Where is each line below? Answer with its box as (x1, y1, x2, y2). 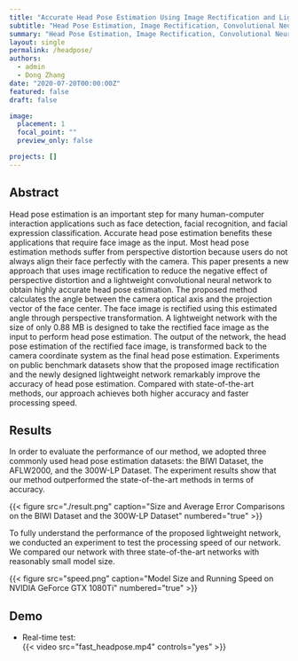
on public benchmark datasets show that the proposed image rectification (9, 359, 279, 370)
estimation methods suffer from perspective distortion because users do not (9, 246, 288, 257)
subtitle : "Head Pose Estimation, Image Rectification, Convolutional (9, 21, 276, 30)
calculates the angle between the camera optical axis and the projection (9, 294, 272, 304)
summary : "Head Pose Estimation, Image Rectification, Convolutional (9, 29, 272, 38)
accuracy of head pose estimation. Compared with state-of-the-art (9, 378, 255, 389)
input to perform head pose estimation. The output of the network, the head (9, 331, 286, 342)
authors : (9, 54, 42, 63)
